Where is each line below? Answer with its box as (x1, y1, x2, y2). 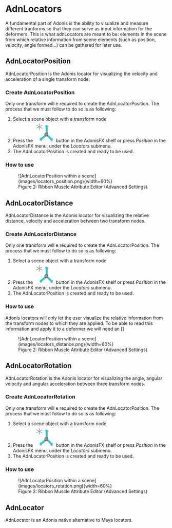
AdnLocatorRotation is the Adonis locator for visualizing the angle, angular (5, 375, 163, 381)
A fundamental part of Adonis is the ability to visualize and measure (5, 20, 148, 26)
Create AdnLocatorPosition (5, 88, 75, 96)
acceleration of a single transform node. (5, 76, 90, 82)
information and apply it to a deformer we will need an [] (5, 325, 124, 332)
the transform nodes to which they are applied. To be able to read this (5, 320, 153, 326)
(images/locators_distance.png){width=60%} (18, 341, 114, 347)
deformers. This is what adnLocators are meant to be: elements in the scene (5, 31, 167, 37)
